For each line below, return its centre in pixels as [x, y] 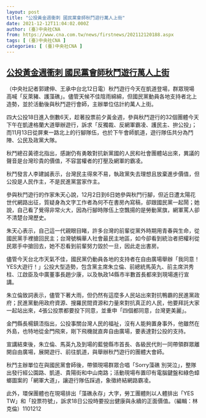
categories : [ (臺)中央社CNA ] [44, 47]
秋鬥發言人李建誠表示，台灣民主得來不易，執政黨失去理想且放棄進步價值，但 [103, 174]
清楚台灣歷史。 [30, 217]
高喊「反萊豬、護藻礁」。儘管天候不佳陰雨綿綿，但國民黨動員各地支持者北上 [102, 96]
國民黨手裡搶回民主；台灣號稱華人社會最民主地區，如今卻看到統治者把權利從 [103, 238]
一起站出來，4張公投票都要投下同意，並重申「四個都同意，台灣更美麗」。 [98, 310]
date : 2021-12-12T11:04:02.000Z [48, 23]
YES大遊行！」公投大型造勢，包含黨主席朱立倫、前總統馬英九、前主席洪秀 [100, 266]
